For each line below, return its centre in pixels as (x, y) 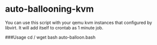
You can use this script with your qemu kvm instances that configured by (79, 22)
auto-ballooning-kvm (49, 9)
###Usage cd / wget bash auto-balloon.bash (50, 37)
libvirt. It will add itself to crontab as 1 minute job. (54, 27)
